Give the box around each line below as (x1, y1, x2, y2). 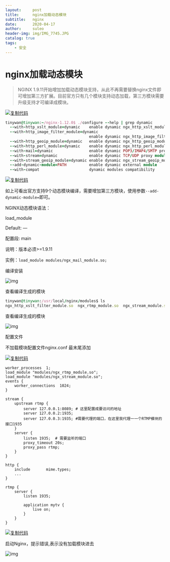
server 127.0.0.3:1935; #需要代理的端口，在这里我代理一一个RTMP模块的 (23, 416, 162, 421)
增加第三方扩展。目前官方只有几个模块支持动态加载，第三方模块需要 (22, 92, 164, 99)
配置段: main (5, 236, 31, 242)
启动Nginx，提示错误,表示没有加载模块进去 (5, 540, 95, 546)
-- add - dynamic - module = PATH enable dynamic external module (10, 162, 157, 168)
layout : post (5, 7, 42, 13)
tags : (5, 41, 17, 46)
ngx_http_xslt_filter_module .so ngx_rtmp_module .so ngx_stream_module (5, 303, 162, 309)
